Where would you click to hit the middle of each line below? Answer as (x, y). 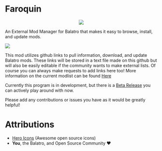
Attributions (30, 125)
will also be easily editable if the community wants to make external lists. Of (81, 65)
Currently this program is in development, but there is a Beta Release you (78, 85)
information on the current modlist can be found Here (58, 76)
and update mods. (23, 36)
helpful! (13, 105)
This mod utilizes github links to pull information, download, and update (76, 55)
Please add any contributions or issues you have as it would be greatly (75, 100)
